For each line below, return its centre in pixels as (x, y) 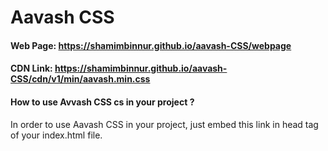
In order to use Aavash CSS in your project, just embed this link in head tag (164, 124)
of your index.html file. (56, 135)
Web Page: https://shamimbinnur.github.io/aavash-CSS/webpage (151, 45)
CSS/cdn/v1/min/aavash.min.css (80, 79)
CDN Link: (31, 68)
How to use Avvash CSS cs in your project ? (102, 102)
